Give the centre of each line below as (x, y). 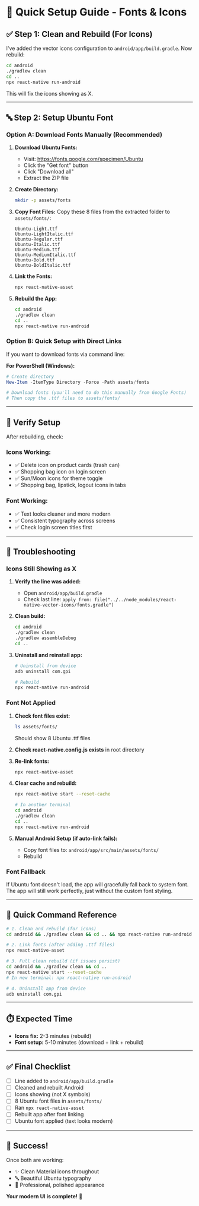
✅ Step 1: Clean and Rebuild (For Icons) (79, 34)
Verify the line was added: (48, 582)
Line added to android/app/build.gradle (64, 1081)
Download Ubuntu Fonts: (46, 147)
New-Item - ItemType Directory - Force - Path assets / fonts (78, 382)
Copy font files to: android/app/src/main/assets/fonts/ (91, 850)
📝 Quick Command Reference (62, 915)
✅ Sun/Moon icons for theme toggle (59, 478)
